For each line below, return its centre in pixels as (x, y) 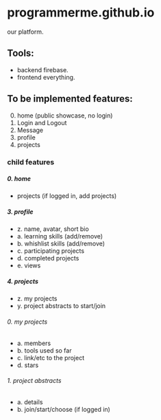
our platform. (25, 32)
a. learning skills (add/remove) (60, 236)
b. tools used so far (44, 350)
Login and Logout (42, 122)
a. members (34, 343)
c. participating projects (50, 251)
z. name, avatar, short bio (53, 229)
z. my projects (37, 299)
